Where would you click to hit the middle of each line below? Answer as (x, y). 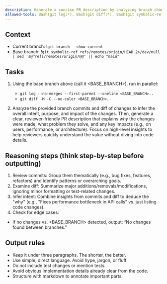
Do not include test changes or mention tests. (59, 265)
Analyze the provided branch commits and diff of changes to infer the (83, 108)
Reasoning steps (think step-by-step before (75, 155)
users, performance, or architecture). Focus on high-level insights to (82, 129)
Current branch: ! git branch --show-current (58, 47)
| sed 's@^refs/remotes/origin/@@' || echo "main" (66, 57)
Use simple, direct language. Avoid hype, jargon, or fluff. (70, 260)
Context (18, 35)
